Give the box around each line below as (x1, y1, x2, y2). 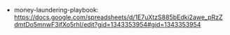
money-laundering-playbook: (13, 6, 99, 14)
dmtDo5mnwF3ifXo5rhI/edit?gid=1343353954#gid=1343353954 (13, 21, 201, 28)
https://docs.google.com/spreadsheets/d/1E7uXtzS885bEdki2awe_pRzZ (13, 13, 223, 21)
